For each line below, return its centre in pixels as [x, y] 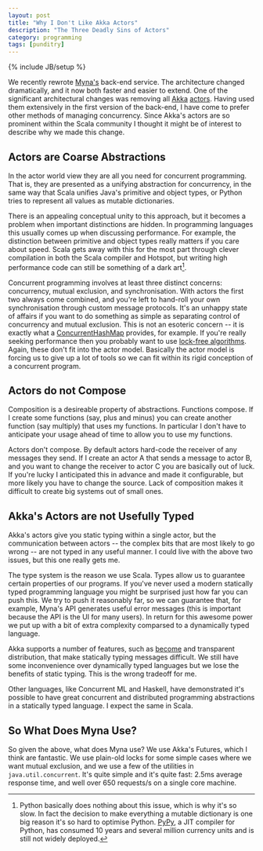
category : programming [45, 37]
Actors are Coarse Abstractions [87, 157]
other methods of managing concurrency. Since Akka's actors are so [119, 115]
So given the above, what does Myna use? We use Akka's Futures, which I [128, 750]
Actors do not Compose [67, 391]
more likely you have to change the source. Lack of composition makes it [126, 483]
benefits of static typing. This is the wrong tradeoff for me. [103, 674]
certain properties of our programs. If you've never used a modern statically [131, 584]
